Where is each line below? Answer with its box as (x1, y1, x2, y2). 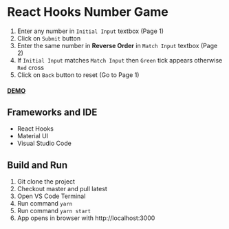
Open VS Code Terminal (17, 192, 86, 200)
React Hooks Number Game (7, 4, 168, 20)
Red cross (17, 63, 45, 72)
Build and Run (7, 159, 67, 171)
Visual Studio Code (17, 139, 72, 148)
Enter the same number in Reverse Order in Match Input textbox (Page (17, 41, 218, 50)
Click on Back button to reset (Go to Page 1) (17, 70, 140, 79)
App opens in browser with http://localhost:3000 (17, 214, 155, 222)
